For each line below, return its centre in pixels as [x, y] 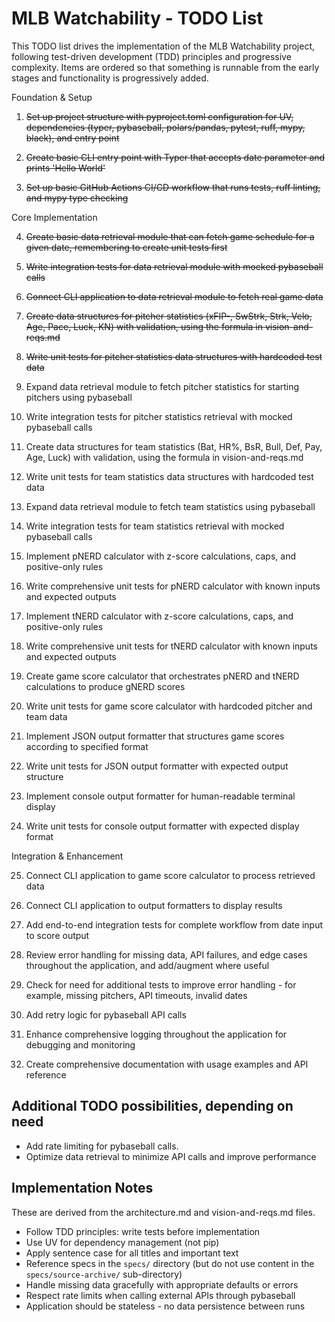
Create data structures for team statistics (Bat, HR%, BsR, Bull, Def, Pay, [174, 446]
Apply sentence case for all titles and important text [132, 1253]
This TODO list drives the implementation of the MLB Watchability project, [163, 46]
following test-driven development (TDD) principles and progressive [151, 56]
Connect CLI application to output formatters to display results [154, 905]
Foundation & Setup [52, 97]
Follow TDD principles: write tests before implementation [143, 1231]
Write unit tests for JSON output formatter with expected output [157, 766]
